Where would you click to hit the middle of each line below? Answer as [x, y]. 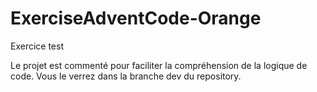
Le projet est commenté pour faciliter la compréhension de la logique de [159, 65]
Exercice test [37, 46]
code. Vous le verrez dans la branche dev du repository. [126, 76]
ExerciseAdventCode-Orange [136, 18]
